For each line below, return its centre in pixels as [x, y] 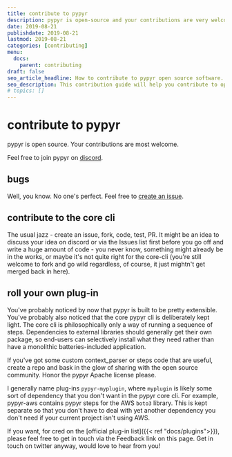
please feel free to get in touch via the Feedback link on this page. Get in [110, 438]
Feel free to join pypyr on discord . [55, 158]
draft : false [26, 71]
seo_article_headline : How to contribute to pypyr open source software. [116, 78]
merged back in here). [39, 271]
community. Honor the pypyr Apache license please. [82, 375]
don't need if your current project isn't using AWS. [79, 418]
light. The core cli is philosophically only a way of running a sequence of [110, 324]
